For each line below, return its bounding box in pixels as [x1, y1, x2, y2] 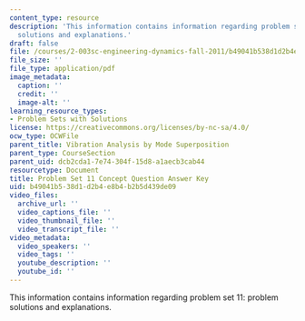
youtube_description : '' [17, 258, 112, 268]
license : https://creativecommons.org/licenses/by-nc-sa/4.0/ [9, 124, 250, 133]
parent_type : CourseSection [9, 148, 116, 157]
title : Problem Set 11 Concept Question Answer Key [9, 174, 209, 183]
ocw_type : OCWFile [9, 132, 79, 141]
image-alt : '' [17, 97, 71, 107]
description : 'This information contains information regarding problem [9, 22, 290, 31]
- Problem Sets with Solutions [9, 115, 128, 124]
